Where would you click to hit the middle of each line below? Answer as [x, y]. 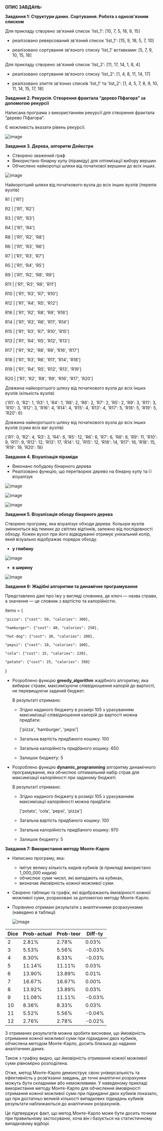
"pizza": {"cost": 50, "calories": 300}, [48, 619]
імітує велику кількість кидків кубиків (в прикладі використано [85, 868]
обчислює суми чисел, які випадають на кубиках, [71, 878]
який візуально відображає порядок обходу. [51, 539]
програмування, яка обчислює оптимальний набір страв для [76, 772]
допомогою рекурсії [27, 103]
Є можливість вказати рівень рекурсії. [45, 127]
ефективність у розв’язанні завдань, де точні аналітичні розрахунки [76, 1078]
